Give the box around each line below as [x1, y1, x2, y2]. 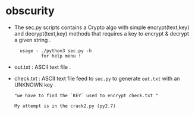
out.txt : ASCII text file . [14, 63, 71, 71]
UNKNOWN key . [14, 81, 56, 88]
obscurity [5, 4, 55, 18]
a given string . [14, 36, 51, 43]
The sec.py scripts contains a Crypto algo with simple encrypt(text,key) [14, 24, 190, 31]
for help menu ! [40, 53, 81, 59]
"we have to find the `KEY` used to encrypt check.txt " [14, 92, 159, 98]
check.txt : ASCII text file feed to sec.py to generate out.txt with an [14, 75, 180, 82]
